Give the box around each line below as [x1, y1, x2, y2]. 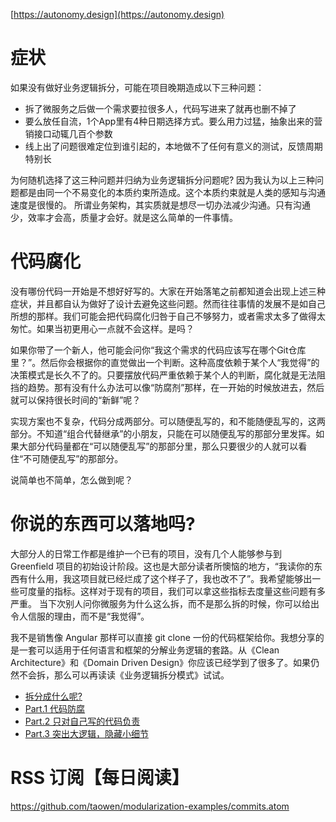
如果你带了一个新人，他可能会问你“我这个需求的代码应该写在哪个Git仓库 [10, 344, 307, 356]
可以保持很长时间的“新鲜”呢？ [18, 394, 142, 406]
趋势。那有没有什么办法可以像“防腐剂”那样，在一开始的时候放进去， [27, 381, 308, 393]
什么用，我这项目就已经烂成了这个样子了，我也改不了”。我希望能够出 [27, 572, 313, 584]
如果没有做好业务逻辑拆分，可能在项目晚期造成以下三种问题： [10, 81, 265, 93]
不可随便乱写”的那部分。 [23, 452, 124, 464]
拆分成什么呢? [24, 690, 83, 702]
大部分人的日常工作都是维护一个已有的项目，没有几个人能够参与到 [10, 547, 282, 559]
